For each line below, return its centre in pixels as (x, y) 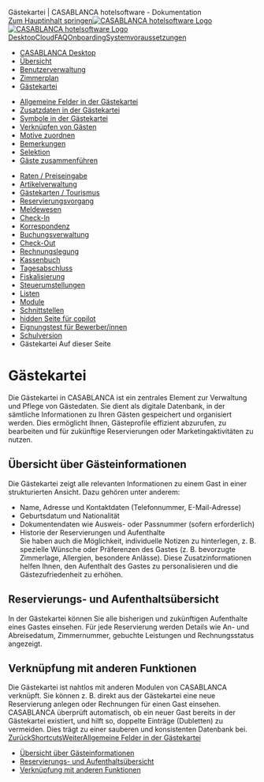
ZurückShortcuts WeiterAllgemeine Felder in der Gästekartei (104, 738)
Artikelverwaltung (48, 184)
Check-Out (37, 243)
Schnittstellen (42, 310)
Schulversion (41, 335)
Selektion (35, 152)
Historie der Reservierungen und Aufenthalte (92, 532)
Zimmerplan (39, 78)
